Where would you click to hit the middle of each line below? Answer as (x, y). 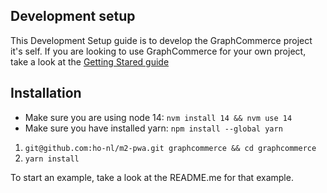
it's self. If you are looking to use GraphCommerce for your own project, (158, 51)
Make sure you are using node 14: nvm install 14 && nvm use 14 (158, 117)
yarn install (52, 159)
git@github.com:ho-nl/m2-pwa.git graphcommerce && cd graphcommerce (170, 148)
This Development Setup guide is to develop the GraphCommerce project (161, 40)
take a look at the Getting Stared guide (90, 61)
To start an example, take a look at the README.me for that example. (152, 177)
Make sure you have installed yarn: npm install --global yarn (153, 128)
